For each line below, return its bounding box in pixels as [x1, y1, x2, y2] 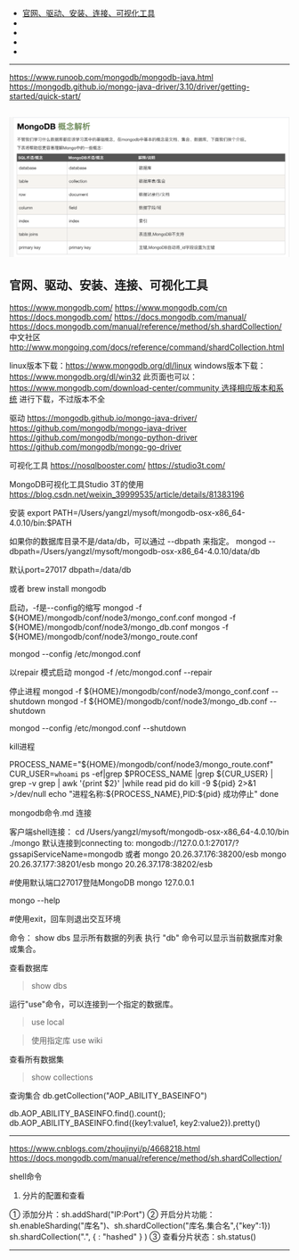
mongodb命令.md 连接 [9, 807, 92, 818]
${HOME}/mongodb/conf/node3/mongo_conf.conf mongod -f [9, 612, 237, 623]
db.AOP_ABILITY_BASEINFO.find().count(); [9, 1107, 166, 1118]
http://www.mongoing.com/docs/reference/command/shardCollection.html [9, 342, 285, 352]
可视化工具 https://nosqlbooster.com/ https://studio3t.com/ [9, 460, 225, 470]
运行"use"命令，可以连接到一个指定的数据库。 [9, 999, 178, 1009]
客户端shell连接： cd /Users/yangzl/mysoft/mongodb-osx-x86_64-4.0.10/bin [9, 826, 289, 837]
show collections [30, 1072, 93, 1082]
